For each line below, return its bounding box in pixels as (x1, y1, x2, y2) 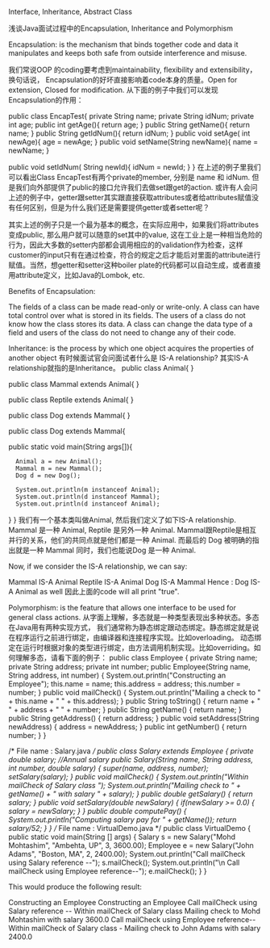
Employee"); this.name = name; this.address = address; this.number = (8, 679, 241, 689)
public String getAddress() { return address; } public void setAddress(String (8, 714, 260, 723)
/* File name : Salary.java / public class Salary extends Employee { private (8, 746, 254, 756)
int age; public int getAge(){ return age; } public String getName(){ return (8, 120, 250, 129)
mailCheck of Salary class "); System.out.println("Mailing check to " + (8, 781, 242, 790)
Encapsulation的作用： (8, 95, 84, 104)
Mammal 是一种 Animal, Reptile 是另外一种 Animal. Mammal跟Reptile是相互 (8, 525, 257, 535)
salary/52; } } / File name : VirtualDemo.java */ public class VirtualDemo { (8, 824, 251, 833)
